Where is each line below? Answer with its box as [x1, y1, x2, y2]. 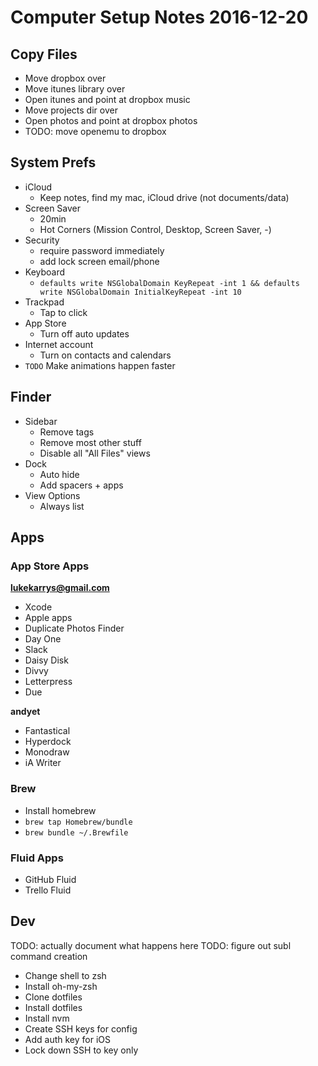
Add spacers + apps [39, 479, 124, 491]
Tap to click [39, 306, 88, 318]
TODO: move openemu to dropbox [24, 126, 167, 137]
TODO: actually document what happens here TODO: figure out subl [10, 939, 292, 951]
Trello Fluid [24, 884, 72, 896]
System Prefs [10, 154, 97, 171]
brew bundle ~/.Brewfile [24, 827, 129, 838]
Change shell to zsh [24, 969, 107, 981]
